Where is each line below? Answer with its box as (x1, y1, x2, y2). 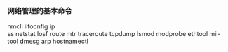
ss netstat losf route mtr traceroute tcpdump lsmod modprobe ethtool (7, 30, 208, 38)
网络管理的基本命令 (7, 6, 72, 15)
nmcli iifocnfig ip (7, 22, 55, 31)
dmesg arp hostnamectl (20, 37, 89, 46)
